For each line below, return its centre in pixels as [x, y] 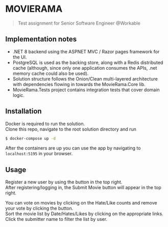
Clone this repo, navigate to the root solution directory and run [71, 129]
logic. [18, 95]
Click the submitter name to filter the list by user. [56, 219]
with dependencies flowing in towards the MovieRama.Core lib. [79, 84]
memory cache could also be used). [51, 73]
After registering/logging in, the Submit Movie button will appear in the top [83, 188]
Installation [23, 111]
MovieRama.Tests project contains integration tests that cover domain [86, 90]
